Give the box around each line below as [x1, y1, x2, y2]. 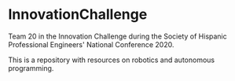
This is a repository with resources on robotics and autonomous [8, 55, 215, 64]
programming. [8, 63, 54, 72]
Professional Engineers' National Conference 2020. [8, 39, 174, 49]
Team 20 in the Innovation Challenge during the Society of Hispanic [8, 31, 228, 41]
